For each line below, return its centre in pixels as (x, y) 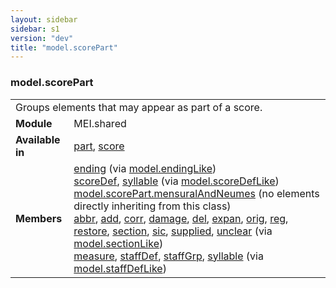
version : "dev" (42, 38)
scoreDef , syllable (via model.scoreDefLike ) (176, 181)
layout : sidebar (44, 19)
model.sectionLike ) (118, 243)
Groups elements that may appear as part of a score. (139, 107)
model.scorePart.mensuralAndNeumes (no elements (196, 193)
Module (34, 123)
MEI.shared (100, 123)
